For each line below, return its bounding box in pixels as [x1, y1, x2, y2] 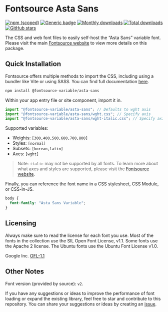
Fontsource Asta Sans [5, 3, 99, 15]
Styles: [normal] [12, 140, 46, 146]
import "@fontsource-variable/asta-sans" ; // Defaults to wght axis [5, 107, 151, 112]
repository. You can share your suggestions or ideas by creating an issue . [5, 301, 157, 307]
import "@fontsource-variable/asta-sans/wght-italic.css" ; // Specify [5, 116, 155, 121]
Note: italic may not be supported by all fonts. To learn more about [17, 161, 158, 167]
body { [5, 196, 19, 201]
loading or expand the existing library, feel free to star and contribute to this [5, 295, 161, 301]
